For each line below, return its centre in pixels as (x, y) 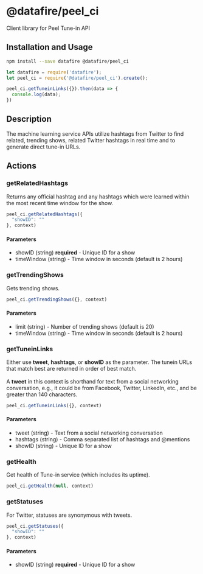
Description (29, 119)
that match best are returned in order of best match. (71, 369)
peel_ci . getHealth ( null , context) (50, 486)
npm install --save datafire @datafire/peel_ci (68, 61)
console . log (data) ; (36, 95)
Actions (21, 166)
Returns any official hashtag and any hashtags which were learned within (98, 197)
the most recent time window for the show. (60, 203)
